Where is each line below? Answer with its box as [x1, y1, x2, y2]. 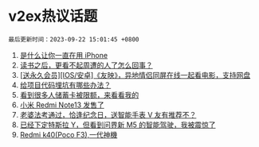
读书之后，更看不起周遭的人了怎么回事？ [19, 60, 153, 70]
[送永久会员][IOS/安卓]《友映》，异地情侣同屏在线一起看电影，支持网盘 [19, 70, 251, 79]
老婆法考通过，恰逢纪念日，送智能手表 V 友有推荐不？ [19, 110, 197, 119]
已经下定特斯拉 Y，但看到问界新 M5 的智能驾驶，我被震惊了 [19, 120, 217, 130]
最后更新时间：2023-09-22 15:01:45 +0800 [8, 35, 139, 44]
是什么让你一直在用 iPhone [19, 50, 108, 60]
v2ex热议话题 [8, 7, 98, 25]
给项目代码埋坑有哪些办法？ [19, 80, 112, 90]
